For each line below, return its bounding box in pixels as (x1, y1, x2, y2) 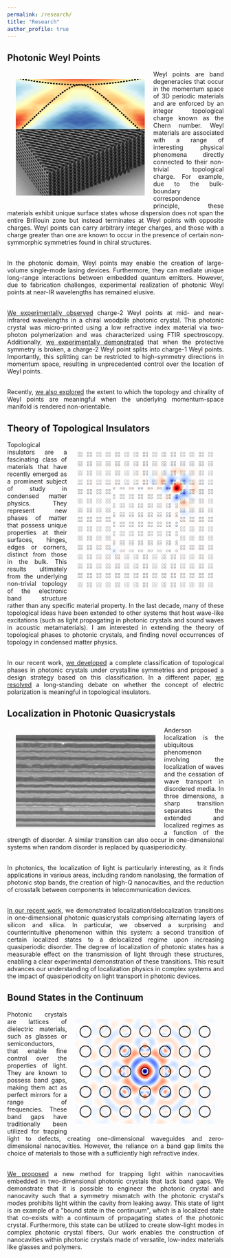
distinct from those (7, 550, 67, 558)
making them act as (7, 1083, 67, 1092)
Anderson (164, 726, 192, 734)
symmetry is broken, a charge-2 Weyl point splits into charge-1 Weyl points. (7, 345, 224, 354)
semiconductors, (7, 1039, 55, 1048)
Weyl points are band (153, 70, 224, 78)
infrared (7, 316, 30, 325)
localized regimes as (164, 821, 224, 829)
